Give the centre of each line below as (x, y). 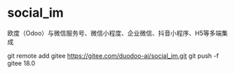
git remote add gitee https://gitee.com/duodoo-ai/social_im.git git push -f (113, 55)
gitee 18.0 (21, 63)
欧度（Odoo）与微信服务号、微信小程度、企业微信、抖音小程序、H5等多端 (115, 33)
